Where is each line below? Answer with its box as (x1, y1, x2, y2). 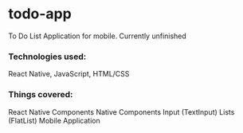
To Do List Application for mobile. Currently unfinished (8, 31, 187, 41)
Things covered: (8, 89, 73, 100)
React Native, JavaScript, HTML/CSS (8, 69, 130, 79)
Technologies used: (8, 51, 87, 62)
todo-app (8, 5, 72, 23)
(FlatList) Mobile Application (8, 115, 101, 125)
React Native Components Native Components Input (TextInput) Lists (8, 107, 235, 116)
